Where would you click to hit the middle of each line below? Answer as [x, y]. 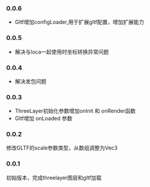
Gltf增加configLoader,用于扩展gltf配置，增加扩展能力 [79, 22]
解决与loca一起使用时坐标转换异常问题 [62, 51]
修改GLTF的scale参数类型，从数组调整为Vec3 [62, 148]
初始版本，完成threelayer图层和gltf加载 [54, 177]
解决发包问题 [30, 81]
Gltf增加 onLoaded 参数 [43, 118]
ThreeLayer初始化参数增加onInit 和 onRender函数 [75, 111]
